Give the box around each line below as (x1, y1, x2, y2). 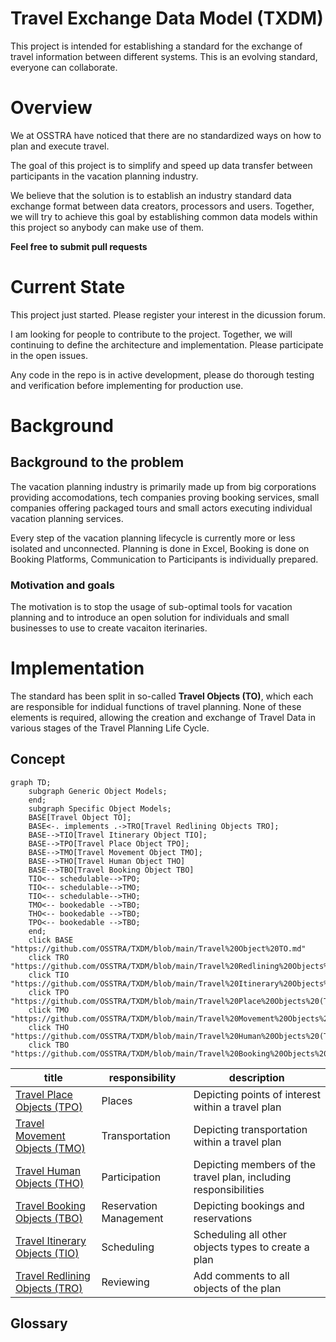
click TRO (28, 952, 70, 962)
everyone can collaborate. (10, 61, 118, 73)
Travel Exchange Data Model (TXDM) (10, 7, 324, 30)
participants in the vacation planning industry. (10, 170, 199, 182)
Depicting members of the (193, 1157, 317, 1171)
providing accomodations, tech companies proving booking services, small (10, 491, 320, 503)
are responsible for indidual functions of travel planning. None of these (10, 701, 302, 713)
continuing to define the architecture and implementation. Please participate (10, 338, 324, 351)
